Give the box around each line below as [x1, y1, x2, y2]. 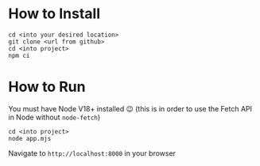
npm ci [8, 51, 30, 59]
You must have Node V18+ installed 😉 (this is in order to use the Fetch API [8, 104, 253, 113]
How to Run [8, 78, 86, 96]
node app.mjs [8, 134, 52, 142]
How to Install [8, 5, 101, 23]
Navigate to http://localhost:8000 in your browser [8, 148, 177, 158]
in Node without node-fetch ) [8, 112, 101, 122]
